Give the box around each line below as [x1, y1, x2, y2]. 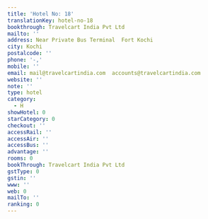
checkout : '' [7, 122, 46, 129]
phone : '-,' [7, 57, 42, 64]
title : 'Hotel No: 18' [7, 10, 74, 18]
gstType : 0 [7, 167, 40, 175]
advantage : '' [7, 148, 50, 155]
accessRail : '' [7, 129, 52, 136]
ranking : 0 [7, 201, 40, 208]
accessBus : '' [7, 142, 50, 149]
